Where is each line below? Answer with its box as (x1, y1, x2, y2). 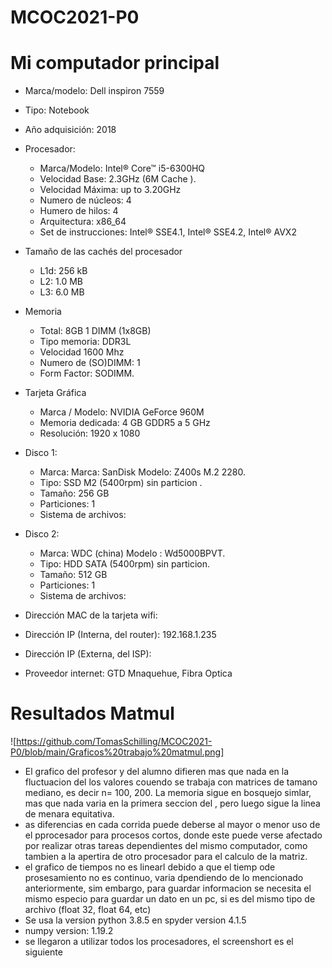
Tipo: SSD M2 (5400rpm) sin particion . (39, 477, 203, 489)
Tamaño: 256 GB (39, 487, 110, 500)
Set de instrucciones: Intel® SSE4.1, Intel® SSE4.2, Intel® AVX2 (39, 226, 297, 238)
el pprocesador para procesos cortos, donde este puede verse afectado (24, 829, 323, 841)
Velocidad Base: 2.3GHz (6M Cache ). (39, 173, 197, 185)
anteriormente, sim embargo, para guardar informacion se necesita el (24, 882, 312, 895)
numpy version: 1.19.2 (24, 925, 114, 937)
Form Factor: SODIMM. (39, 367, 135, 380)
